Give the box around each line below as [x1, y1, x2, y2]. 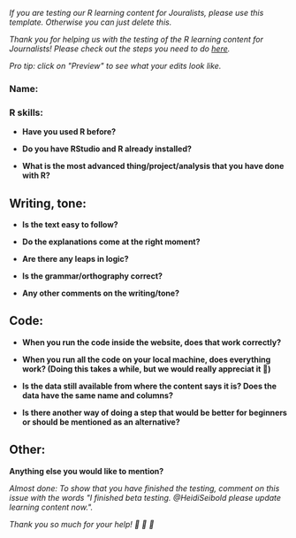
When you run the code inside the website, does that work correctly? [21, 336, 281, 348]
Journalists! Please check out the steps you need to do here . [9, 43, 231, 54]
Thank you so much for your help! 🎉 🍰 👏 [9, 519, 155, 529]
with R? [21, 170, 50, 181]
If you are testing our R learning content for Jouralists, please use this [9, 8, 264, 18]
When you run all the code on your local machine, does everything [21, 354, 271, 365]
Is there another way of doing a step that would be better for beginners [21, 407, 287, 418]
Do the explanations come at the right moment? [21, 236, 201, 247]
